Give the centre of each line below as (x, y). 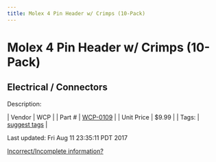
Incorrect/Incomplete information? (56, 151)
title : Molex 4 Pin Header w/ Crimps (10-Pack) (76, 13)
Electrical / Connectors (57, 88)
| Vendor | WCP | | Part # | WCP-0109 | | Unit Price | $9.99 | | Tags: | (104, 117)
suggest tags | (27, 124)
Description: (24, 104)
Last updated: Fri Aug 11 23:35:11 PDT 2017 (68, 137)
